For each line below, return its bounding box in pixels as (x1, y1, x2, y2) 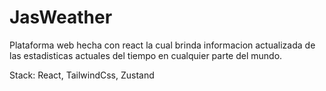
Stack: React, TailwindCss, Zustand (9, 69, 155, 81)
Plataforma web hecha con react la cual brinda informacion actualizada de (9, 39, 316, 51)
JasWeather (9, 6, 113, 29)
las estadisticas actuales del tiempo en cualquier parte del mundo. (9, 49, 283, 61)
